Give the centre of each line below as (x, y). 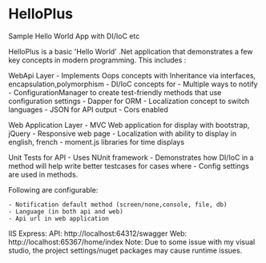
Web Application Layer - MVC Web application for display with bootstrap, (129, 125)
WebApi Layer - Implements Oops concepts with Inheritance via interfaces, (132, 75)
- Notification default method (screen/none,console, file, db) (118, 205)
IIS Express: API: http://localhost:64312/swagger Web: (98, 233)
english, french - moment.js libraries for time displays (97, 141)
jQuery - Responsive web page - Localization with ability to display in (123, 133)
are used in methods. (43, 174)
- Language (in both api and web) (66, 211)
